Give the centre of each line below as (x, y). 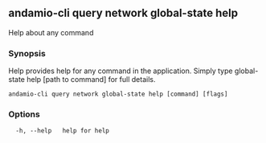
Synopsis (27, 53)
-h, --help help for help (63, 131)
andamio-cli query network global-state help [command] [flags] (118, 94)
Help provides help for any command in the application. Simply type (121, 71)
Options (24, 114)
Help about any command (51, 32)
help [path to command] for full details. (91, 80)
